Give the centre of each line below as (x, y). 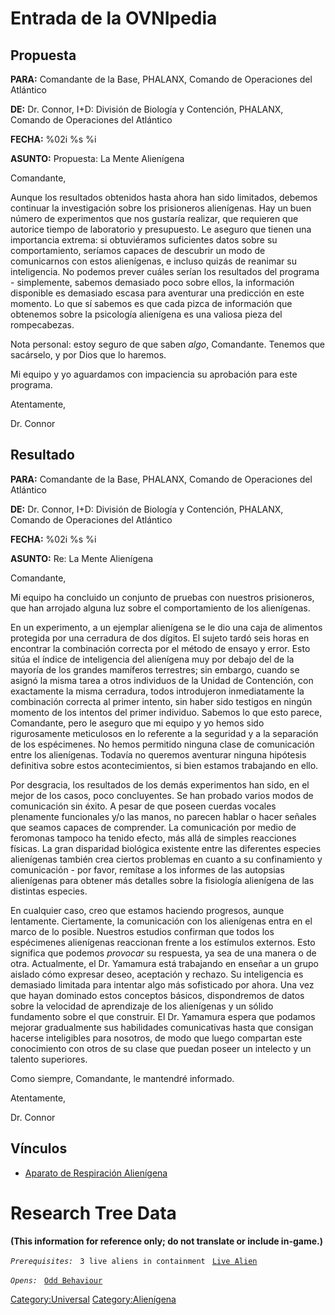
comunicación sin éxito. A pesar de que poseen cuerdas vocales (143, 806)
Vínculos (39, 1148)
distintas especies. (49, 891)
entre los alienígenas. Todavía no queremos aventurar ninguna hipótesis (158, 754)
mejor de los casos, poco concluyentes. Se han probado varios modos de (162, 795)
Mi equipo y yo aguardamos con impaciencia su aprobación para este (154, 374)
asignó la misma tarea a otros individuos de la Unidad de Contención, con (162, 680)
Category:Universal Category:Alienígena (93, 1299)
